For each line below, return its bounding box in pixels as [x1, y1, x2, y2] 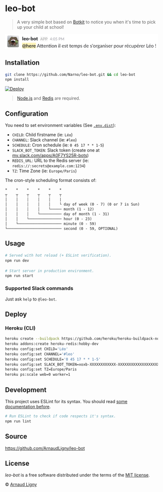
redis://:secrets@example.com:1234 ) [12, 163, 86, 169]
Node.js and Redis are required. [16, 95, 81, 101]
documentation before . [5, 404, 51, 410]
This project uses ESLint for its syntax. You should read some [5, 399, 128, 404]
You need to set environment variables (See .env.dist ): [5, 123, 116, 128]
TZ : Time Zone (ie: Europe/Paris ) [12, 168, 77, 174]
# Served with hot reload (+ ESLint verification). [5, 253, 112, 258]
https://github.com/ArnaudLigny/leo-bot [5, 445, 85, 451]
